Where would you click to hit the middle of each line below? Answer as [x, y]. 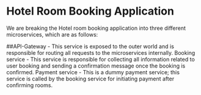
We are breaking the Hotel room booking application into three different [96, 28]
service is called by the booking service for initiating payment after [90, 79]
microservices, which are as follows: [52, 34]
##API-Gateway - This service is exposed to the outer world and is [90, 46]
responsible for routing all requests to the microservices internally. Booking [101, 52]
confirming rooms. [30, 85]
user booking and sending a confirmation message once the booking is [96, 66]
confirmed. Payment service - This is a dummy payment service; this [93, 72]
